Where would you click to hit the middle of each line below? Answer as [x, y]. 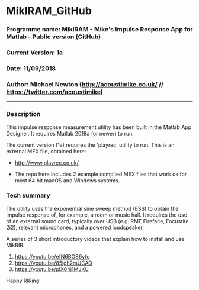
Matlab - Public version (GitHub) [54, 37]
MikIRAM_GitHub [49, 11]
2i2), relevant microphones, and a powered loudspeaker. [75, 227]
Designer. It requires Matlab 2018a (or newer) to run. [70, 133]
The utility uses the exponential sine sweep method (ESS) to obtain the [92, 208]
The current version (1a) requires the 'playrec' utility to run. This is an [90, 145]
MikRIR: [15, 245]
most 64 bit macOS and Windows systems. [67, 180]
